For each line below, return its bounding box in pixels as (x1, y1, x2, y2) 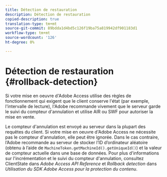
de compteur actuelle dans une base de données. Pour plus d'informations (5, 150, 159, 156)
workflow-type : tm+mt (5, 30, 50, 35)
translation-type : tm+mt (5, 21, 57, 26)
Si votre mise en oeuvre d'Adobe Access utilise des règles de (5, 93, 131, 99)
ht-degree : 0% (5, 40, 35, 45)
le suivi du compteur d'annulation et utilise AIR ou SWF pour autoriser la (5, 108, 153, 115)
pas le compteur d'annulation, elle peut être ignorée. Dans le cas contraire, (5, 134, 159, 140)
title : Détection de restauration (5, 7, 77, 12)
